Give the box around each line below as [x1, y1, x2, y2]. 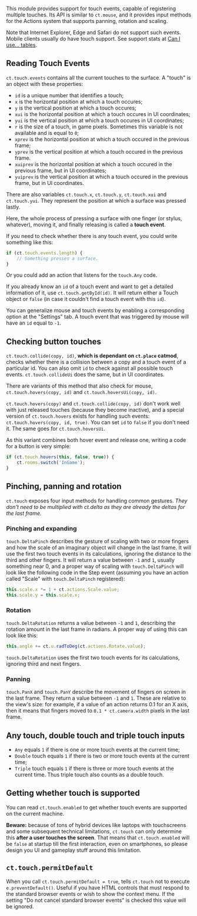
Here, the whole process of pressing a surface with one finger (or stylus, [6, 214, 182, 221]
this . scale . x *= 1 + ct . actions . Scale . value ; [6, 586, 120, 593]
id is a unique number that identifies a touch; [14, 91, 124, 99]
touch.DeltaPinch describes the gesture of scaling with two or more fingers [6, 537, 189, 544]
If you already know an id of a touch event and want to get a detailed [6, 283, 173, 290]
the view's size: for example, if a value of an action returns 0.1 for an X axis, [6, 701, 189, 708]
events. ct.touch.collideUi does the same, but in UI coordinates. [6, 371, 165, 378]
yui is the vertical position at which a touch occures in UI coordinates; [14, 117, 184, 124]
